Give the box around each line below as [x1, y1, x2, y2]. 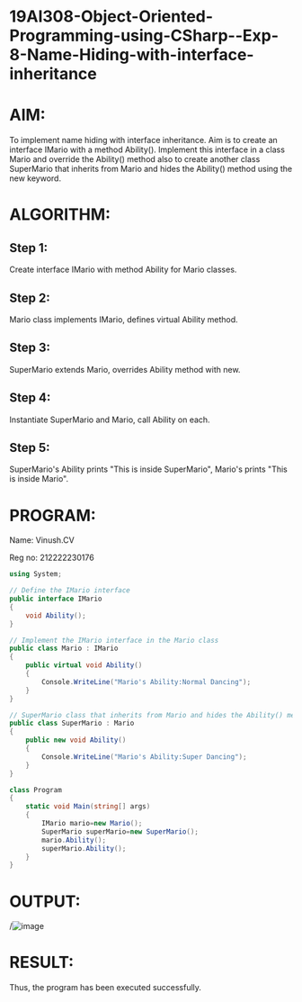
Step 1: [9, 240, 49, 256]
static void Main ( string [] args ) [25, 802, 151, 811]
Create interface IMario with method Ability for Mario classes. [9, 264, 237, 275]
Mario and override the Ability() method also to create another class [9, 154, 261, 165]
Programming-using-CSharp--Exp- [9, 25, 280, 46]
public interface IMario [9, 594, 102, 604]
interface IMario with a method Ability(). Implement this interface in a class [9, 144, 286, 155]
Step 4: [9, 390, 51, 406]
